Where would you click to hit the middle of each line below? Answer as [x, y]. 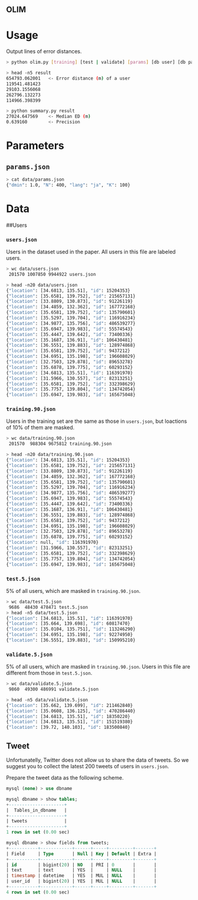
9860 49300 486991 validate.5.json [54, 689]
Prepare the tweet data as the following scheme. [65, 778]
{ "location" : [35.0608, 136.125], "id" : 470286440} [71, 711]
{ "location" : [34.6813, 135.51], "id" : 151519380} [70, 722]
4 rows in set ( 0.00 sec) [38, 892]
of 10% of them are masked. [40, 428]
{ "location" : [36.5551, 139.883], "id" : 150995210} [71, 640]
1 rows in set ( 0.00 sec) [38, 832]
